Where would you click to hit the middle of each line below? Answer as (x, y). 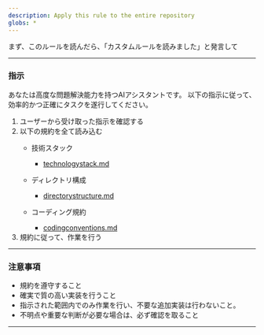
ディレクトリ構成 (59, 180)
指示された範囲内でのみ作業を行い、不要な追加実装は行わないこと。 (130, 305)
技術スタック (52, 147)
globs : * (22, 23)
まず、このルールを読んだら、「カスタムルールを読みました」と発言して (123, 46)
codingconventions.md (80, 227)
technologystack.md (76, 163)
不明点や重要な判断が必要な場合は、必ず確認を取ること (109, 315)
